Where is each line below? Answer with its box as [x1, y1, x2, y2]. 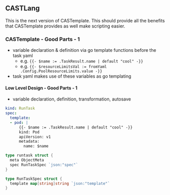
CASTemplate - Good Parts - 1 [5, 36, 80, 43]
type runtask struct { [5, 153, 53, 158]
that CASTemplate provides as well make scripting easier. [5, 23, 125, 29]
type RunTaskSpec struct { [5, 176, 62, 181]
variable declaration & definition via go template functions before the [12, 47, 156, 53]
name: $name [23, 144, 49, 149]
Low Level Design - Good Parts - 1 [5, 85, 78, 91]
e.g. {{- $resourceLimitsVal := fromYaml [20, 63, 107, 70]
